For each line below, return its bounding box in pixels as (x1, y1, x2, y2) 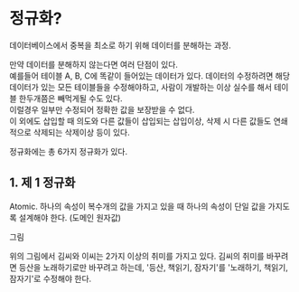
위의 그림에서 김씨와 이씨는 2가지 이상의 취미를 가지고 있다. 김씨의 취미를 (9, 250, 265, 261)
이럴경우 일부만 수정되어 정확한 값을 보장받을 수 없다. (9, 104, 195, 115)
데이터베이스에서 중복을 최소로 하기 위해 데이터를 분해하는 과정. (9, 40, 232, 51)
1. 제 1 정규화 (9, 175, 76, 191)
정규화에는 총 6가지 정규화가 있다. (9, 146, 128, 156)
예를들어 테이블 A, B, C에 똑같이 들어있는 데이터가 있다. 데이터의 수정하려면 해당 (9, 70, 291, 81)
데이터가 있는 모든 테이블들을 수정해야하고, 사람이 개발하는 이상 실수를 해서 (9, 81, 273, 92)
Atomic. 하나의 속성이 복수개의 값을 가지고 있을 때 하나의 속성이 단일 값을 (9, 201, 266, 212)
